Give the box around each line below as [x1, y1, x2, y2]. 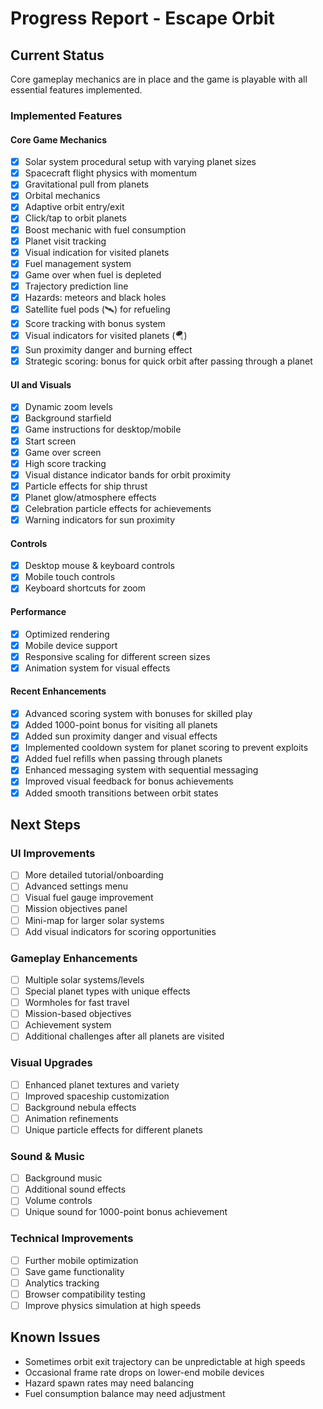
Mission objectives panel [24, 903, 128, 915]
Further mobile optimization [24, 1254, 139, 1266]
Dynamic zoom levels [24, 401, 113, 413]
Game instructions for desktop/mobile [24, 423, 182, 436]
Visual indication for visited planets [24, 246, 170, 258]
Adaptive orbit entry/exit [24, 201, 125, 213]
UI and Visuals [10, 378, 72, 391]
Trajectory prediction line [24, 280, 129, 292]
